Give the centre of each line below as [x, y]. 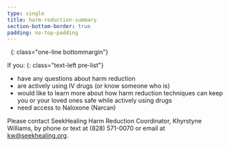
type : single [26, 13]
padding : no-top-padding [43, 33]
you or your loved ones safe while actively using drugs [94, 101]
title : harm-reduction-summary [52, 20]
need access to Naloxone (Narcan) [66, 108]
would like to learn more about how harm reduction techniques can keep [120, 93]
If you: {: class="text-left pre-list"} [56, 65]
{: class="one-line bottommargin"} [59, 52]
